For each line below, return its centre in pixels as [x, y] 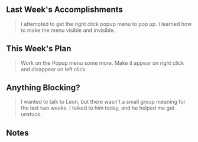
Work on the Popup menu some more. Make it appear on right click [102, 63]
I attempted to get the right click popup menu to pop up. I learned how [106, 24]
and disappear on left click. [54, 69]
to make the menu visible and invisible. [68, 30]
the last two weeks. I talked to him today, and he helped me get [98, 108]
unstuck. [31, 114]
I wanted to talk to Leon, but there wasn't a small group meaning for [103, 102]
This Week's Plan [39, 49]
